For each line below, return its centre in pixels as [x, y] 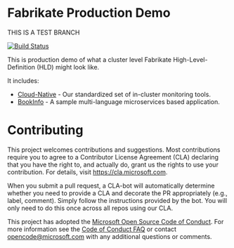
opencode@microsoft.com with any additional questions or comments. [110, 236]
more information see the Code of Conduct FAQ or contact [92, 229]
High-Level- [190, 59]
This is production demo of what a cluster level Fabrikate [90, 59]
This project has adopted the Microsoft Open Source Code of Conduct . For [116, 221]
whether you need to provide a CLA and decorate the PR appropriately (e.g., [118, 193]
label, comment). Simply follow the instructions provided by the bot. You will [117, 200]
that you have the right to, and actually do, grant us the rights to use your [113, 164]
